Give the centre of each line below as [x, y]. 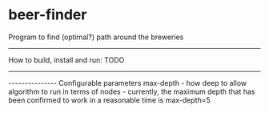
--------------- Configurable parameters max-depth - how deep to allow [127, 83]
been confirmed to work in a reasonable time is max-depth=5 [109, 100]
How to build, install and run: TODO [66, 60]
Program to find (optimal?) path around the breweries [96, 37]
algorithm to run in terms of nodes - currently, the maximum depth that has [132, 91]
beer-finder [48, 15]
